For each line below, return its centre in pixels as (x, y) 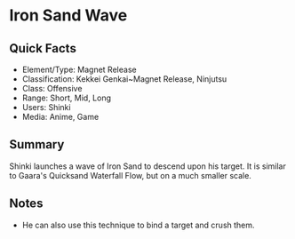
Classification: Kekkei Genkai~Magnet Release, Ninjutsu (124, 79)
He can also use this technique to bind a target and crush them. (138, 225)
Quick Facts (43, 48)
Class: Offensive (52, 88)
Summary (37, 144)
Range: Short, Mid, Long (67, 98)
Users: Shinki (46, 107)
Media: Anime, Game (60, 117)
